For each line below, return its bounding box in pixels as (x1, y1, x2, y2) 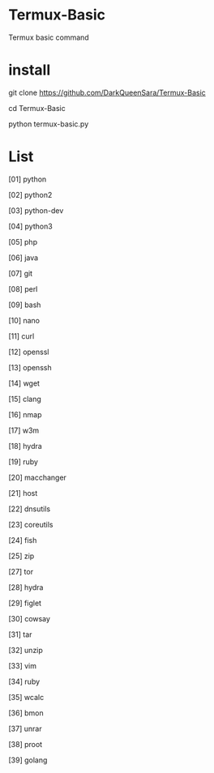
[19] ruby (8, 456, 39, 467)
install (8, 61, 51, 79)
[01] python (8, 174, 47, 184)
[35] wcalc (8, 692, 45, 702)
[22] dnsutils (8, 504, 51, 514)
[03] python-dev (8, 205, 64, 216)
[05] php (8, 237, 38, 246)
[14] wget (8, 378, 41, 388)
